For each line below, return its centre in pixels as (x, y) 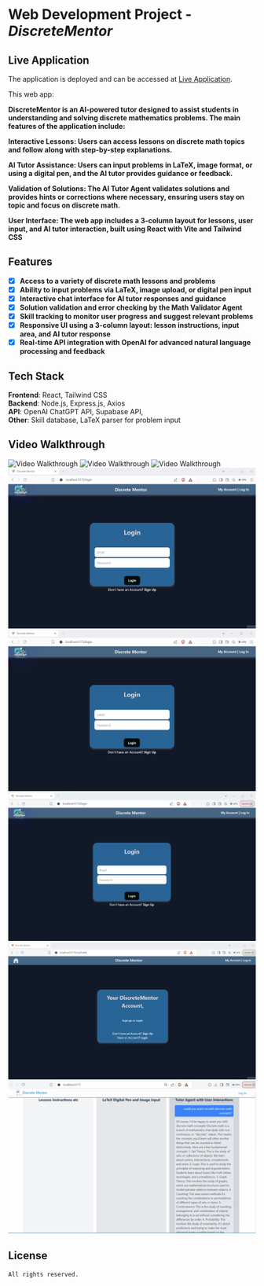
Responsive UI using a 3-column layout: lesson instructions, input (129, 325)
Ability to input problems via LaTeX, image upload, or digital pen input (135, 289)
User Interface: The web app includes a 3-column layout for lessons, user (131, 220)
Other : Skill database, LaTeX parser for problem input (94, 420)
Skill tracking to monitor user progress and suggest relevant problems (136, 317)
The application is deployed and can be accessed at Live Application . (121, 79)
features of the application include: (67, 126)
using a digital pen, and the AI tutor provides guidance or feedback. (121, 173)
